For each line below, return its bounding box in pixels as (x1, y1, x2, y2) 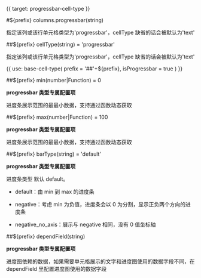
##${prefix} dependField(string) (6, 233, 86, 240)
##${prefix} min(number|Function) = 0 (6, 77, 102, 84)
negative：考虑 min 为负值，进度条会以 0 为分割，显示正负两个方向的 (14, 201, 185, 208)
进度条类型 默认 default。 (6, 175, 69, 183)
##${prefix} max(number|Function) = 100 (6, 113, 108, 121)
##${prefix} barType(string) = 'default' (6, 150, 102, 157)
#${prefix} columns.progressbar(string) (6, 17, 103, 23)
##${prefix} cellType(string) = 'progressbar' (6, 41, 115, 48)
